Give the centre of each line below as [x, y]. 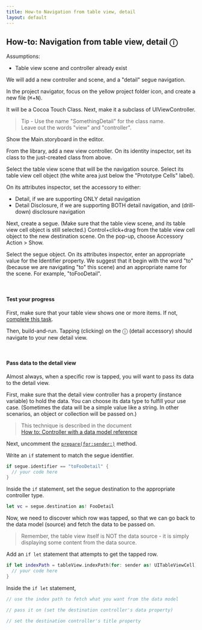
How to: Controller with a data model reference [79, 431]
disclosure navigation [59, 212]
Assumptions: [23, 56]
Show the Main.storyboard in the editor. [55, 139]
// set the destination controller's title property [74, 621]
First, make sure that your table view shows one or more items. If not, [92, 313]
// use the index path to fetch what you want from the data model [93, 599]
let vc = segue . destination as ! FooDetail [60, 507]
